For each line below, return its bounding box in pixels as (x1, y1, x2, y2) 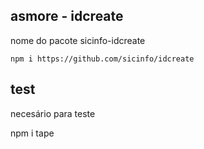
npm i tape (10, 127, 55, 139)
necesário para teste (10, 107, 96, 119)
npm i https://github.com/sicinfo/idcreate (10, 54, 195, 64)
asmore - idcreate (10, 8, 124, 25)
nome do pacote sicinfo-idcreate (10, 34, 146, 46)
